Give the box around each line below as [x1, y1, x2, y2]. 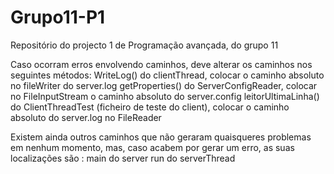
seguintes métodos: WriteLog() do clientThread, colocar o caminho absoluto [10, 69, 325, 81]
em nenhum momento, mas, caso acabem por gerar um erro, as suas [10, 141, 295, 153]
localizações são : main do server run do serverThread [10, 152, 236, 164]
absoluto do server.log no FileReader [10, 111, 162, 123]
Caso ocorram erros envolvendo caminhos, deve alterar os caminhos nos [10, 58, 313, 70]
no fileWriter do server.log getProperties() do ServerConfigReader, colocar [10, 79, 318, 91]
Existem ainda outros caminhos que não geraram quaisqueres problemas [10, 131, 312, 143]
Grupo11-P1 [10, 6, 106, 29]
